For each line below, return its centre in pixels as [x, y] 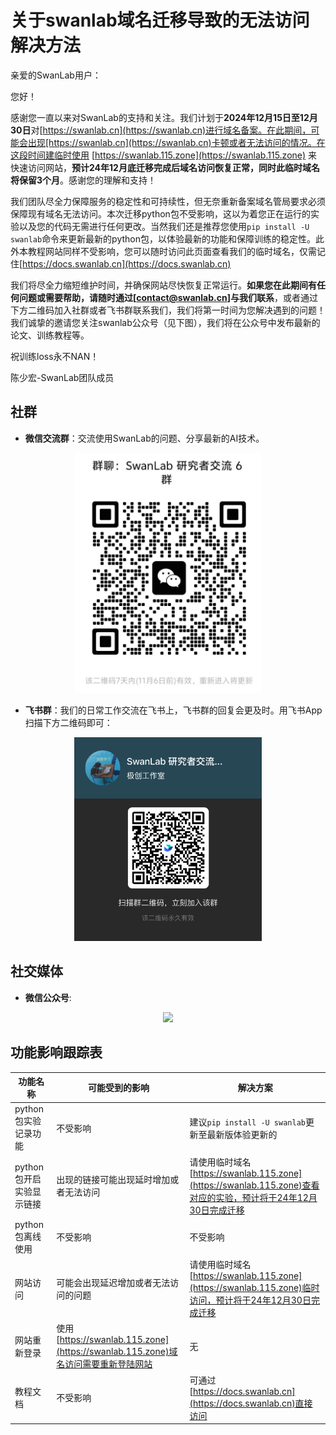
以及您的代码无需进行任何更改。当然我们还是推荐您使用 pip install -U [164, 226]
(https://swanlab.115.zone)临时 [254, 1288]
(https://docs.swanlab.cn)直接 [251, 1403]
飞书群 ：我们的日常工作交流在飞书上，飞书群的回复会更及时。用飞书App [173, 710]
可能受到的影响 [118, 1088]
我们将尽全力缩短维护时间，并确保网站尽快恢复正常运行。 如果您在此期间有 [163, 285]
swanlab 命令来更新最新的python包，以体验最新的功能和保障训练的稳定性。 [163, 238]
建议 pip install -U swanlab [247, 1122]
